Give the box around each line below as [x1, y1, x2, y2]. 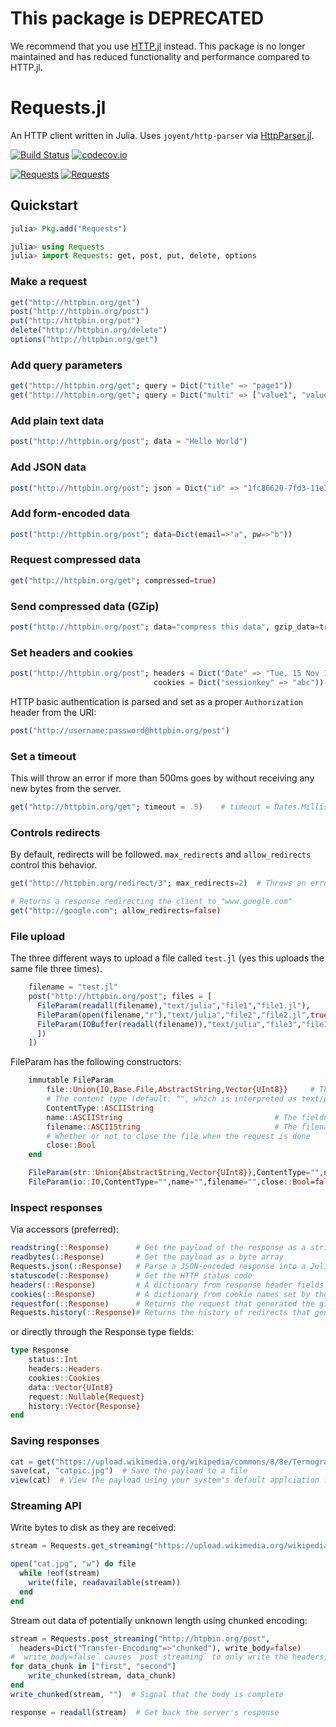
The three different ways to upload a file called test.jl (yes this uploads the [10, 952, 325, 964]
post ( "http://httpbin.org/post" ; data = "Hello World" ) [10, 437, 248, 447]
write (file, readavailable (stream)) [28, 1578, 182, 1588]
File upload [10, 929, 66, 943]
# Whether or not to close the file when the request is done [46, 1131, 311, 1141]
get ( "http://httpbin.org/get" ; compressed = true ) [10, 575, 217, 586]
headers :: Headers [28, 1364, 101, 1374]
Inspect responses [10, 1200, 103, 1214]
